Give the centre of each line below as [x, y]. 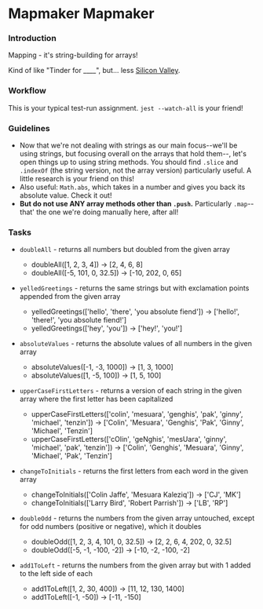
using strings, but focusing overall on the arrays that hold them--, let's [133, 154]
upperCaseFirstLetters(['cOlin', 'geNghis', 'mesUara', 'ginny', [129, 439]
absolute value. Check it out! [66, 195]
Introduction [32, 38]
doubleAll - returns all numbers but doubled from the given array [124, 250]
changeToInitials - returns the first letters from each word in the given [134, 471]
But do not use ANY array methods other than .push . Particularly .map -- [137, 204]
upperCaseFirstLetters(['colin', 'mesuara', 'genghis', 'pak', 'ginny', [137, 414]
